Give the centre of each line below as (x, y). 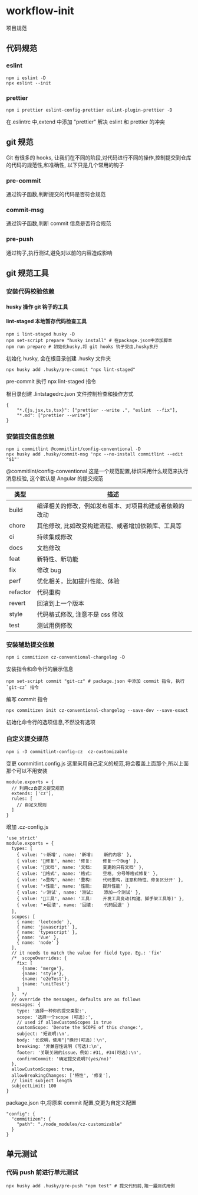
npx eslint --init (29, 83)
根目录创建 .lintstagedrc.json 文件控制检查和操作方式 (70, 393)
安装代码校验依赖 (30, 291)
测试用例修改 (55, 626)
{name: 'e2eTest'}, (45, 979)
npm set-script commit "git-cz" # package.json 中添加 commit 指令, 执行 (95, 681)
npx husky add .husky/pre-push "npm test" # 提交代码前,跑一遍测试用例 (90, 1186)
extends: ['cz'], (33, 793)
